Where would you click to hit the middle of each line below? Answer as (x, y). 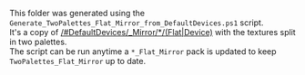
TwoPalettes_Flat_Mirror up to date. (78, 61)
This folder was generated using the (77, 13)
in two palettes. (38, 42)
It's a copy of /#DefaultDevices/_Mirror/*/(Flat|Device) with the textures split (152, 32)
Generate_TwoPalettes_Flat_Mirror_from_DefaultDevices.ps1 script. (137, 23)
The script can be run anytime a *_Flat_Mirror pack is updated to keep (143, 52)
